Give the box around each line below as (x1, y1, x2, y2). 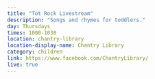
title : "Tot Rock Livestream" (7, 10, 94, 17)
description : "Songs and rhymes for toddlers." (7, 16, 146, 23)
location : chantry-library (7, 36, 84, 43)
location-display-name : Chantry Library (7, 42, 125, 49)
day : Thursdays (7, 23, 51, 30)
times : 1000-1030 (7, 29, 57, 36)
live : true (7, 61, 38, 68)
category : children (7, 49, 63, 56)
